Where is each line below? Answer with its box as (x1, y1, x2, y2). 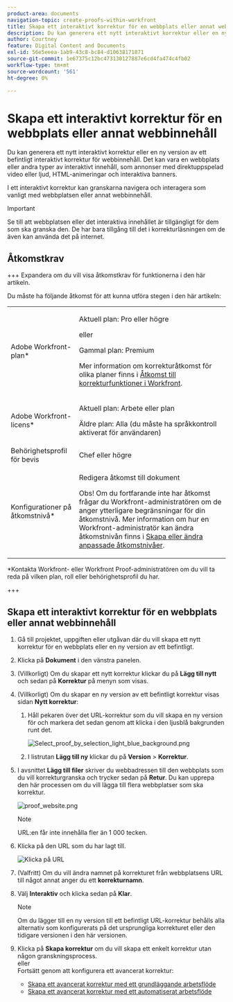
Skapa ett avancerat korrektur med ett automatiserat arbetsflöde (27, 987, 212, 995)
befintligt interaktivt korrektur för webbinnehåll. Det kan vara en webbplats (7, 155, 220, 164)
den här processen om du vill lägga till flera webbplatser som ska (17, 780, 203, 789)
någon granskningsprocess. (17, 951, 98, 960)
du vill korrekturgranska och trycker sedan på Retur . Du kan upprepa (17, 773, 215, 782)
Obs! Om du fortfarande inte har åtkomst (78, 489, 211, 498)
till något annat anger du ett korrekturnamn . (17, 876, 144, 884)
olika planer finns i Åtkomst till (78, 370, 177, 380)
